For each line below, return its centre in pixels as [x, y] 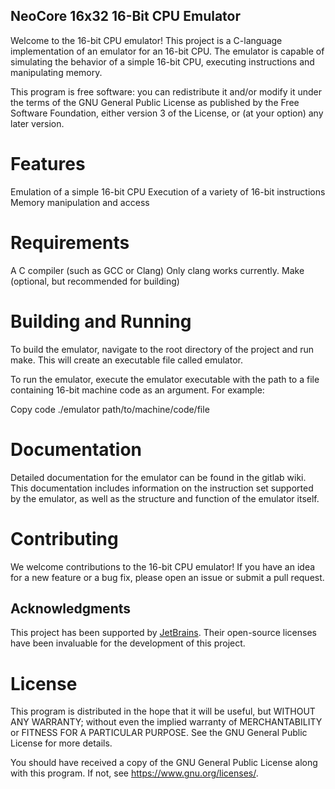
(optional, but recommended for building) [95, 281]
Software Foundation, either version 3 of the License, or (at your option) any [167, 113]
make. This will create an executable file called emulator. [126, 360]
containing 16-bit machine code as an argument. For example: [137, 390]
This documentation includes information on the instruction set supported [162, 488]
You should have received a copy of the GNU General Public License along [164, 763]
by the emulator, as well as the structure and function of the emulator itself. [165, 498]
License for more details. [61, 743]
